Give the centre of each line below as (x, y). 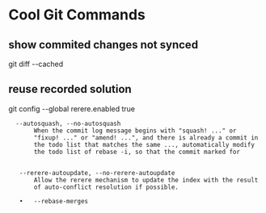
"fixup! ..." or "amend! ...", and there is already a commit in (146, 138)
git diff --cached (36, 64)
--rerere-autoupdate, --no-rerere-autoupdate (97, 173)
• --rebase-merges (54, 201)
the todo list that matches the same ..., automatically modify (144, 144)
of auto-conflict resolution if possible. (106, 187)
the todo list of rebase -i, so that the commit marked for (137, 152)
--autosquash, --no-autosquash (68, 123)
